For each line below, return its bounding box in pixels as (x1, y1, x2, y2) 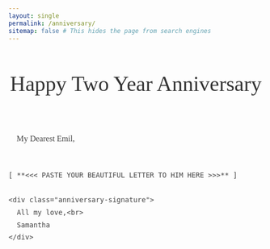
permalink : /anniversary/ (8, 19, 95, 27)
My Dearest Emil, (16, 134, 75, 143)
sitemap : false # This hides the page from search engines (8, 27, 212, 35)
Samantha (16, 220, 51, 230)
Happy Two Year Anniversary (10, 72, 262, 97)
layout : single (8, 11, 60, 20)
